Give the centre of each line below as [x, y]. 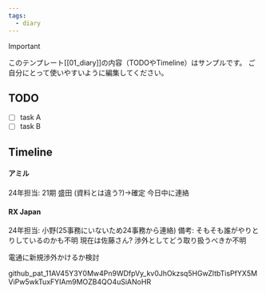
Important [24, 46]
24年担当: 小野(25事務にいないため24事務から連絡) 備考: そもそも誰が [123, 231]
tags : [17, 16]
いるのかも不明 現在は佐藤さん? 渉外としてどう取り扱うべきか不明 [138, 240]
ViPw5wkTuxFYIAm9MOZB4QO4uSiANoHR [80, 282]
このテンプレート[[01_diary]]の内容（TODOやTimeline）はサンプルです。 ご [132, 62]
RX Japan [25, 211]
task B [30, 126]
